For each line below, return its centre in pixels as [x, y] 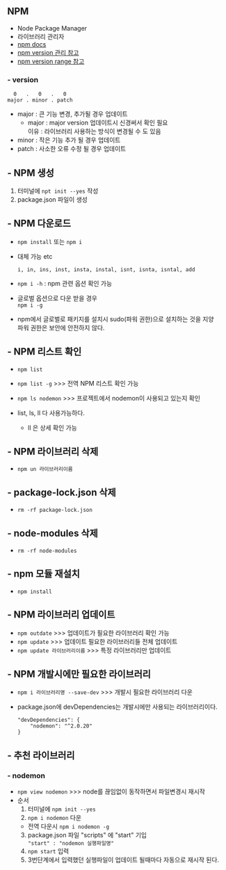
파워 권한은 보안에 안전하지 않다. [61, 328]
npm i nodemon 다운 [55, 818]
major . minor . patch [40, 100]
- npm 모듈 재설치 [43, 574]
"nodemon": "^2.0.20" [61, 726]
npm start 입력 [48, 851]
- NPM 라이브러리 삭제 [53, 451]
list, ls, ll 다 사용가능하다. [51, 412]
